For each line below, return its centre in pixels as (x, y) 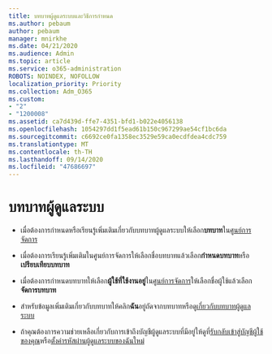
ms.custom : (27, 99)
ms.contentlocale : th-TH (50, 152)
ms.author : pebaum (39, 24)
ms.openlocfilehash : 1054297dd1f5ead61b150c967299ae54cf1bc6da (118, 129)
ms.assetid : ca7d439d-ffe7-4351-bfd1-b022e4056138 (96, 122)
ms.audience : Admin (41, 54)
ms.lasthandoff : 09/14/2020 (56, 159)
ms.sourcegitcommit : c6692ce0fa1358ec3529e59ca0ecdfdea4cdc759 (118, 136)
